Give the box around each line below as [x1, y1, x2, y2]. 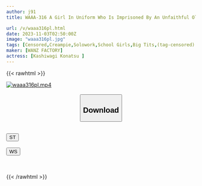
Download [83, 106, 119, 115]
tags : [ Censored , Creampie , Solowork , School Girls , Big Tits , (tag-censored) [6, 42, 195, 48]
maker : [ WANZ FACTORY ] [6, 47, 63, 54]
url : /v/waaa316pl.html [6, 25, 66, 31]
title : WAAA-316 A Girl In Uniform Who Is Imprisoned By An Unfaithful [6, 14, 189, 20]
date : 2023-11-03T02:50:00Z [6, 31, 77, 37]
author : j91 [6, 8, 36, 15]
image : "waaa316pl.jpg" [6, 37, 66, 43]
